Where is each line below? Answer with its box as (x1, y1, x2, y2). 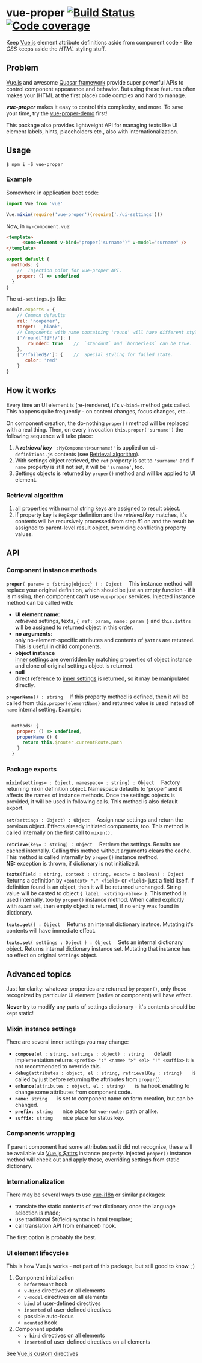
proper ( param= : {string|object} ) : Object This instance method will (6, 579, 192, 587)
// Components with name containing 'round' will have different (17, 329, 185, 335)
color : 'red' (25, 357, 58, 363)
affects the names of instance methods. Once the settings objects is (6, 791, 176, 799)
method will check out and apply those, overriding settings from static (6, 1156, 180, 1163)
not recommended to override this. (14, 1063, 102, 1070)
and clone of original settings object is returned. (14, 662, 134, 669)
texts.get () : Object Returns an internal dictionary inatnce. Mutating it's (6, 921, 194, 928)
